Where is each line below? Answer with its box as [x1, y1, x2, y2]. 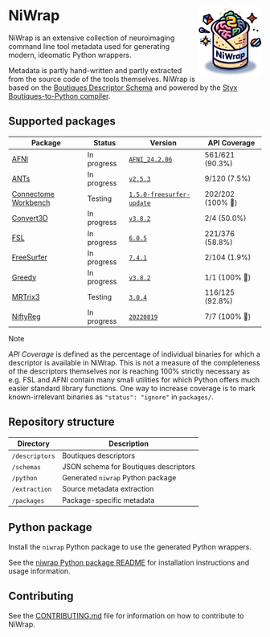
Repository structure [8, 415, 115, 429]
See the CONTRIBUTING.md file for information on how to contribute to [8, 610, 244, 620]
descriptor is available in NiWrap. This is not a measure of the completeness [8, 358, 260, 367]
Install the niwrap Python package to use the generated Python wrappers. [8, 541, 252, 552]
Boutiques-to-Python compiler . [8, 91, 111, 100]
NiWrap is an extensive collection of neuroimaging [8, 33, 175, 43]
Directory [17, 439, 50, 448]
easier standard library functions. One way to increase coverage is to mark [8, 384, 256, 393]
